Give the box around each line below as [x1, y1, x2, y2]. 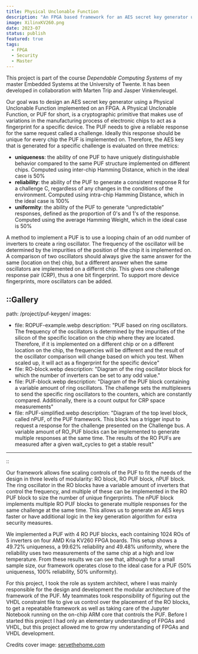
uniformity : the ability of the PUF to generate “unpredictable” [14, 203, 164, 211]
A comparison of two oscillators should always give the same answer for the [6, 252, 192, 259]
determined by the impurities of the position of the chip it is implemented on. [6, 246, 192, 254]
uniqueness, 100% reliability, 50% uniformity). [6, 568, 118, 576]
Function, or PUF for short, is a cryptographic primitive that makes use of [6, 110, 184, 118]
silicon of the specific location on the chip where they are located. [14, 334, 176, 341]
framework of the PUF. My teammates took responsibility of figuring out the [6, 592, 190, 599]
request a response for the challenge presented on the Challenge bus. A [14, 422, 190, 429]
